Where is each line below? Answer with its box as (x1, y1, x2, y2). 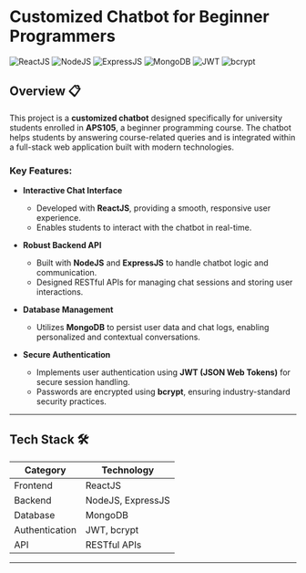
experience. (36, 213, 82, 224)
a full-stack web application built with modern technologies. (9, 141, 235, 152)
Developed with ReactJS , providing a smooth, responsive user (36, 203, 271, 214)
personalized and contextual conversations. (36, 331, 200, 343)
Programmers (9, 26, 116, 47)
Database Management (22, 304, 114, 316)
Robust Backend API (22, 240, 102, 251)
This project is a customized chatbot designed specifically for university (9, 112, 283, 123)
